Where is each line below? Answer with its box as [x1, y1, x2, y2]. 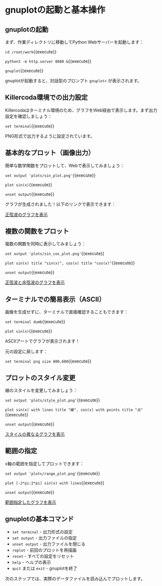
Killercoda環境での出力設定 [5, 93, 88, 102]
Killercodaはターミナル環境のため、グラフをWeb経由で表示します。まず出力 [5, 107, 158, 113]
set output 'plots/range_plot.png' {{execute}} [5, 470, 101, 476]
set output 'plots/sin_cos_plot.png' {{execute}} [5, 251, 105, 256]
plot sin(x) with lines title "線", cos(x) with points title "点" [5, 407, 144, 413]
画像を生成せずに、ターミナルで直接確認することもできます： [5, 309, 129, 315]
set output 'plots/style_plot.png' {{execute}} [5, 397, 101, 403]
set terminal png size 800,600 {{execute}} [5, 358, 91, 364]
